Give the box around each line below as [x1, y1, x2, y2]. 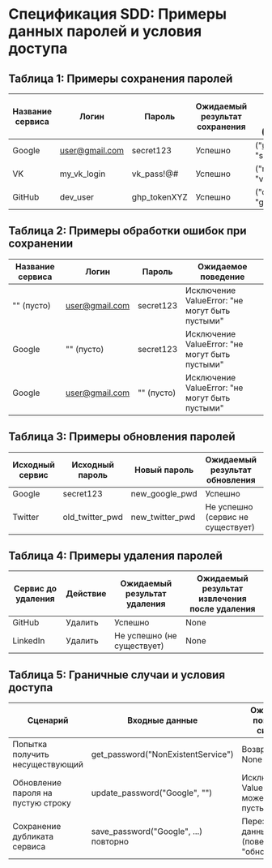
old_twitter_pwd [62, 511, 124, 522]
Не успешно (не [114, 630, 177, 642]
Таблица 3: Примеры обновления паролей [8, 430, 236, 444]
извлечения [198, 593, 247, 604]
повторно [91, 836, 130, 848]
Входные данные [126, 715, 198, 726]
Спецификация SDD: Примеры [8, 5, 227, 24]
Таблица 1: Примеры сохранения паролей [8, 71, 233, 85]
